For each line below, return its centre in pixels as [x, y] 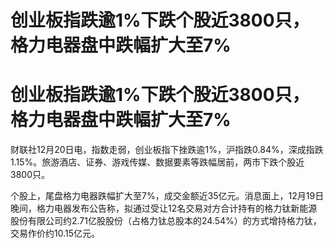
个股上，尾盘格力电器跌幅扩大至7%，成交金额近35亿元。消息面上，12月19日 [167, 196]
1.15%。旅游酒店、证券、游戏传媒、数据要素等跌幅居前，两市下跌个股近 [157, 162]
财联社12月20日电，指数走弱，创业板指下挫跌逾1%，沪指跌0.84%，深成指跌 [167, 150]
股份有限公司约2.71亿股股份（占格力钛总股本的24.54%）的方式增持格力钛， [166, 221]
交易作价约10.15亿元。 [55, 233]
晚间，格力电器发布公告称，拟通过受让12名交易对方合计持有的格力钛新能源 [164, 208]
